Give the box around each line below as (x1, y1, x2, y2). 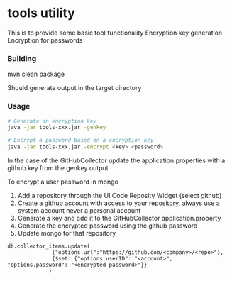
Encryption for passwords (7, 35, 83, 44)
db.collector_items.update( (7, 243, 91, 250)
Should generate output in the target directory (7, 84, 142, 92)
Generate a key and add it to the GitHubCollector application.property (17, 214, 221, 223)
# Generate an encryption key (7, 117, 97, 125)
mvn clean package (7, 70, 65, 79)
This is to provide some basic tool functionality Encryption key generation (7, 28, 223, 37)
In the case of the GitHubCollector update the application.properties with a (7, 156, 226, 165)
